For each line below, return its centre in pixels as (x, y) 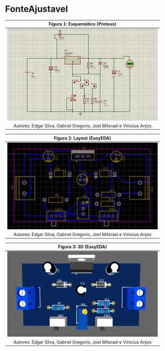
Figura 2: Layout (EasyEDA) (82, 138)
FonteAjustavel (37, 9)
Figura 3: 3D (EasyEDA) (82, 247)
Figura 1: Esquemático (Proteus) (82, 24)
